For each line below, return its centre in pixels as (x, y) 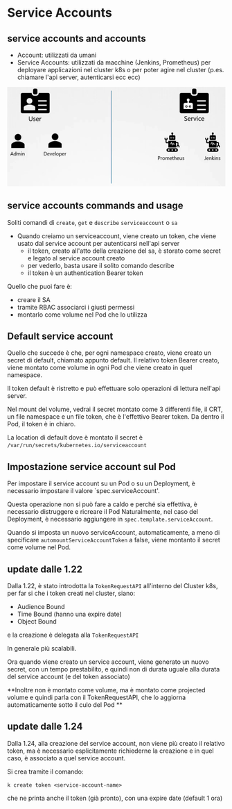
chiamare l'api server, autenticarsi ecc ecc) (79, 77)
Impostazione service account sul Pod (91, 467)
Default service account (60, 336)
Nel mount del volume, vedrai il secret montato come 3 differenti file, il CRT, (115, 409)
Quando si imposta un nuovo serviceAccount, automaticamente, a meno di (114, 533)
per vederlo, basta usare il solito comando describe (101, 265)
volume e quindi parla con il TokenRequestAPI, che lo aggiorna (97, 698)
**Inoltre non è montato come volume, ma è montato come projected (106, 690)
